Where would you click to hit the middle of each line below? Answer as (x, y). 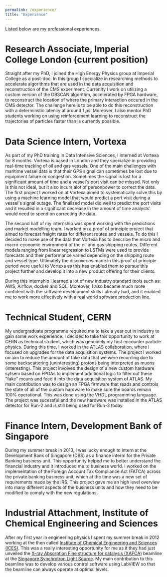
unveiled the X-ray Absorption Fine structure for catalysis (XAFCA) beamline (83, 553)
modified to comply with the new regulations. (52, 493)
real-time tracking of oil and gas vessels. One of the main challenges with (81, 166)
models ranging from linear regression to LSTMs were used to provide (77, 250)
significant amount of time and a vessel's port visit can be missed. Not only (82, 182)
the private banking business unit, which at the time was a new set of (76, 477)
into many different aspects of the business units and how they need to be (82, 487)
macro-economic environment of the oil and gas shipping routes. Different (82, 245)
